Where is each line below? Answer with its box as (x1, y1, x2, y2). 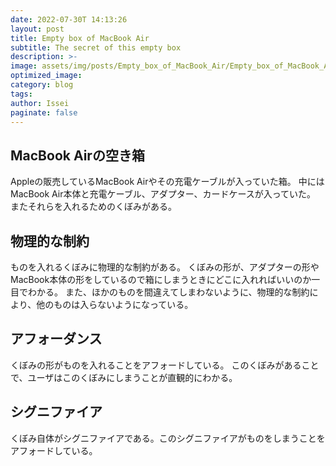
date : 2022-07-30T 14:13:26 (10, 14, 128, 25)
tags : (10, 89, 33, 99)
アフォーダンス (10, 331, 103, 348)
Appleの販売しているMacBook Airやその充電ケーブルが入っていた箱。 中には (10, 176, 325, 188)
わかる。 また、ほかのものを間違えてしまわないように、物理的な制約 (27, 286, 310, 298)
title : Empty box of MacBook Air (10, 33, 150, 43)
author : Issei (10, 98, 70, 108)
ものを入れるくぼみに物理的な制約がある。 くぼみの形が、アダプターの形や (10, 261, 320, 273)
